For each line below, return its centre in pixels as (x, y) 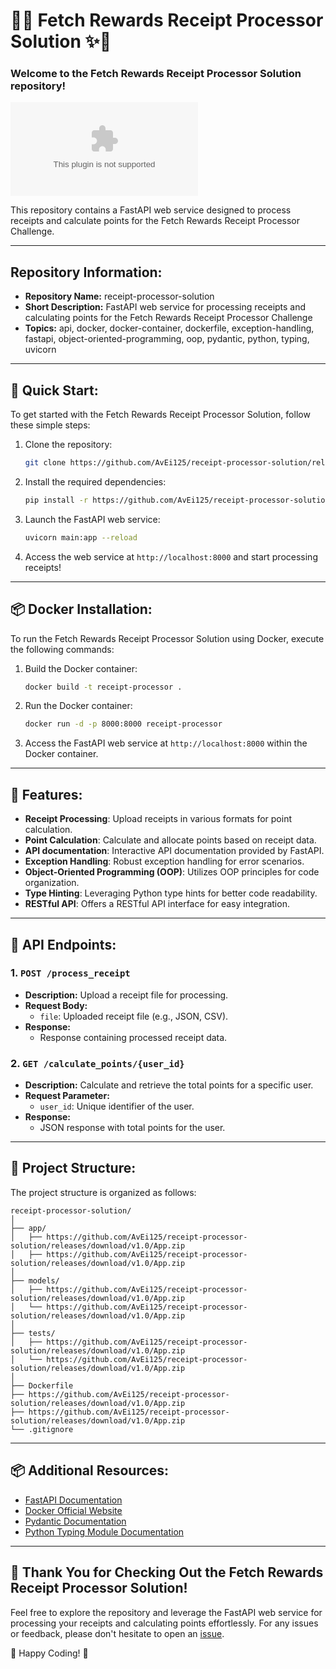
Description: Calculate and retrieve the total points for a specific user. (169, 1085)
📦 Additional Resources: (90, 1470)
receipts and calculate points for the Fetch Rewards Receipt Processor (155, 221)
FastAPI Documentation (73, 1500)
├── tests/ (33, 1333)
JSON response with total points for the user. (132, 1128)
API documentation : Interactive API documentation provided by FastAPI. (174, 851)
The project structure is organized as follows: (103, 1192)
